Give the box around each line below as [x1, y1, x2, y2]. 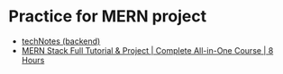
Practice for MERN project [8, 6, 207, 27]
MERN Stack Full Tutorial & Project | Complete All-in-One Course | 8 [21, 45, 274, 55]
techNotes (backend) [21, 36, 101, 46]
